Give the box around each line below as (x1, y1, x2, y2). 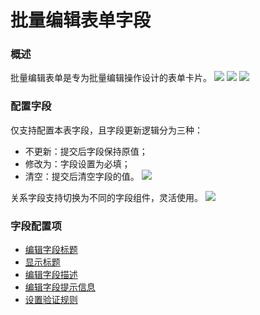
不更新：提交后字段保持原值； (24, 145, 148, 157)
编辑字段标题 (24, 244, 78, 256)
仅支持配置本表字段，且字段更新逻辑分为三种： (10, 124, 203, 136)
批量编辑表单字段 (10, 9, 152, 32)
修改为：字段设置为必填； (24, 157, 131, 170)
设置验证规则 (24, 294, 78, 306)
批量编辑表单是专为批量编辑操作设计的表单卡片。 (10, 72, 212, 84)
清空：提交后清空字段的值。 (24, 170, 140, 182)
